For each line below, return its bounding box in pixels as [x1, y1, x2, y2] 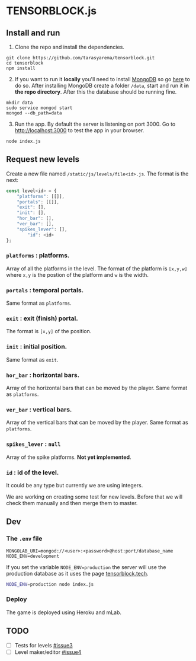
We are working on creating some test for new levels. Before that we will [6, 493, 182, 500]
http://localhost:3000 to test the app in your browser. [14, 127, 144, 134]
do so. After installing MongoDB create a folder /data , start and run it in [14, 82, 189, 89]
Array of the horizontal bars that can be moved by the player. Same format [6, 384, 188, 392]
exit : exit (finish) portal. [6, 314, 78, 322]
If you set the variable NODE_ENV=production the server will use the [6, 563, 166, 570]
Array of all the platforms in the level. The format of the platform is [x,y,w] [6, 265, 188, 272]
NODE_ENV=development [6, 553, 60, 559]
